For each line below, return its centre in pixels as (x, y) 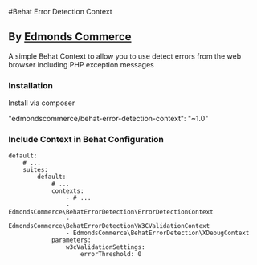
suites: (35, 170)
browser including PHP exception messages (81, 64)
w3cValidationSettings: (106, 247)
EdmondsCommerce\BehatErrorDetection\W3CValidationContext (109, 226)
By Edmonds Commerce (70, 37)
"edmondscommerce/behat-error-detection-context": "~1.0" (108, 119)
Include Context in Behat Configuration (86, 140)
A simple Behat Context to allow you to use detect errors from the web (125, 56)
